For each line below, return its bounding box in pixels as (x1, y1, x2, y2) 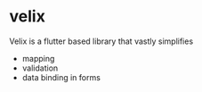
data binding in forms (21, 71, 101, 82)
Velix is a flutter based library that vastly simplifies (9, 36, 194, 46)
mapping (21, 53, 55, 63)
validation (21, 63, 59, 73)
